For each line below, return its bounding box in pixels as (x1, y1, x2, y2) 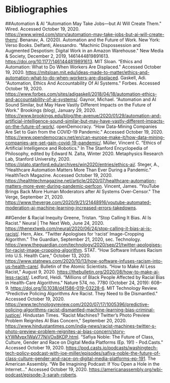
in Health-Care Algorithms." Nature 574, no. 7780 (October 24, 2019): (5, 279, 150, 286)
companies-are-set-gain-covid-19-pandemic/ (5, 139, 101, 146)
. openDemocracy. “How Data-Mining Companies (54, 123, 157, 130)
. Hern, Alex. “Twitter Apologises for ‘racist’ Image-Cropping (18, 231, 144, 237)
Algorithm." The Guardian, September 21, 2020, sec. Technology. (5, 236, 141, 242)
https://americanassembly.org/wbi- (88, 366, 163, 372)
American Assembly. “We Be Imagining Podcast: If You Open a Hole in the (5, 361, 160, 367)
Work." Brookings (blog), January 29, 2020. (5, 107, 96, 113)
